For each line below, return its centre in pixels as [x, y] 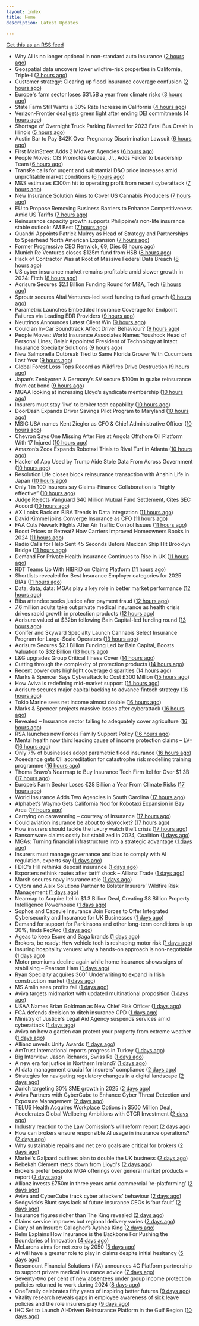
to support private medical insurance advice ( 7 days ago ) [85, 1272]
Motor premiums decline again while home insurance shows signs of [99, 962]
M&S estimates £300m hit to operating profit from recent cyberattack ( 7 [103, 183]
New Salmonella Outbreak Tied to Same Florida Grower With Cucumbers [104, 354]
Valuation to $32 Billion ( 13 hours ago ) [61, 652]
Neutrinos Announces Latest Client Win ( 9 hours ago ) [80, 322]
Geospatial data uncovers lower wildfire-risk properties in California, [98, 69]
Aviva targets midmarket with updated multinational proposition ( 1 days [101, 993]
